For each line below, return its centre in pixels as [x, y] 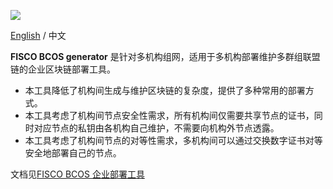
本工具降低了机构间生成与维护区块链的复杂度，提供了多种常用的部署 [165, 90]
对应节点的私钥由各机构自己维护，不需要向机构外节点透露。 [156, 128]
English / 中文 [38, 35]
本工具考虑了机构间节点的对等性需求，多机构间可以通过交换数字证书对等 [173, 140]
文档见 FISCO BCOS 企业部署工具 [77, 174]
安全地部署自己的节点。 [73, 153]
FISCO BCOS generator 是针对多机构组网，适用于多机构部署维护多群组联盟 [165, 56]
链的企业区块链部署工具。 [63, 69]
